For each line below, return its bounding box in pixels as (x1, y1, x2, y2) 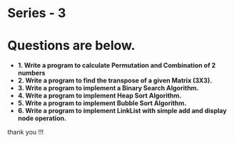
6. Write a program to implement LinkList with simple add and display (17, 107, 227, 115)
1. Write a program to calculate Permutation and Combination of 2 (17, 61, 216, 70)
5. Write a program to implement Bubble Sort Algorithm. (17, 99, 187, 107)
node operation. (17, 114, 66, 122)
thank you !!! (7, 128, 44, 137)
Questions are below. (7, 38, 136, 54)
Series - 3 (7, 5, 66, 21)
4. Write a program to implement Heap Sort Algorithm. (17, 91, 182, 100)
